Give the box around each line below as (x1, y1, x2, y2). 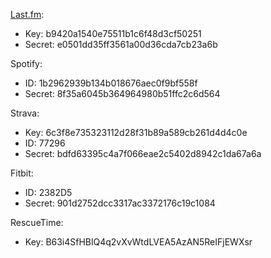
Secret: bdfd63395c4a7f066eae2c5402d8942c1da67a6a (24, 148, 262, 159)
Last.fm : (10, 9, 45, 20)
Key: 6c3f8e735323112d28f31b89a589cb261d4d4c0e (24, 127, 248, 138)
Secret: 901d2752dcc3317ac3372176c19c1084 (24, 197, 216, 209)
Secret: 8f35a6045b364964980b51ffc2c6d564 (24, 88, 221, 99)
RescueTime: (10, 217, 64, 228)
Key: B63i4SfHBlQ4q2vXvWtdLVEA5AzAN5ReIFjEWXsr (24, 236, 253, 248)
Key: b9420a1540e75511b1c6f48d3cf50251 (24, 28, 202, 39)
